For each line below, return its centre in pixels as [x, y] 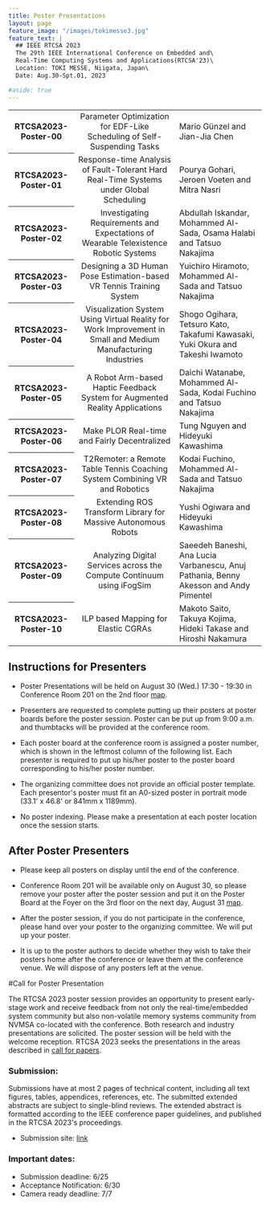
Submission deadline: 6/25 [64, 1176]
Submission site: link [54, 1139]
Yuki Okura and [208, 344]
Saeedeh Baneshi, [213, 545]
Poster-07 [41, 479]
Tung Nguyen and [213, 425]
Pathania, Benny [210, 575]
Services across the [125, 565]
